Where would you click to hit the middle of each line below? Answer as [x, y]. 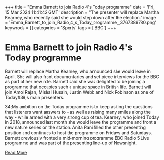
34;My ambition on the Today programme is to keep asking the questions [79, 106]
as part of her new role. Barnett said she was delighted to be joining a [75, 81]
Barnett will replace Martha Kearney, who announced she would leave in [78, 71]
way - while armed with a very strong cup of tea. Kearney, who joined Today [82, 117]
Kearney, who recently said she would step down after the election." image [81, 17]
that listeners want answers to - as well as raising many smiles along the [78, 112]
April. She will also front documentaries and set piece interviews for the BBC [82, 76]
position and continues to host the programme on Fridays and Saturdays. [79, 132]
